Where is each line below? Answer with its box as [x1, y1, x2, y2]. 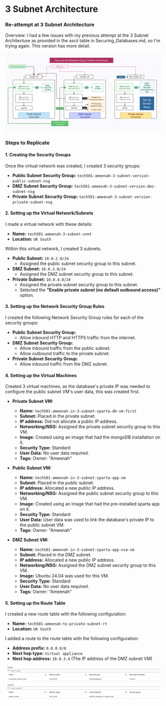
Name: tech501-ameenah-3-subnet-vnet [12, 231, 92, 237]
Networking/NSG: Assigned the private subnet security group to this [19, 424, 161, 430]
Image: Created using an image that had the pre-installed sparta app [19, 501, 160, 507]
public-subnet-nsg [12, 179, 50, 184]
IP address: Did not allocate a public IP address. [19, 418, 118, 425]
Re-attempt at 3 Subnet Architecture [5, 21, 95, 28]
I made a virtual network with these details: [5, 221, 93, 227]
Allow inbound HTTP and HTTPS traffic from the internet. [19, 334, 136, 340]
